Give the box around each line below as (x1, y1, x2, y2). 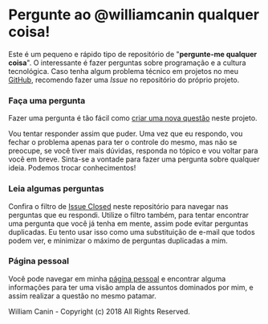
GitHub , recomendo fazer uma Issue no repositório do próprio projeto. (8, 75, 240, 84)
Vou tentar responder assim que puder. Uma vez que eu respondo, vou (8, 129, 243, 138)
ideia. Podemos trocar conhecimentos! (8, 163, 136, 173)
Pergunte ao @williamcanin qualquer (8, 6, 259, 24)
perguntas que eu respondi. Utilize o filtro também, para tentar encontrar (8, 210, 250, 219)
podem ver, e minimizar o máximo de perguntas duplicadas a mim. (8, 236, 229, 245)
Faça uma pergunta (8, 95, 86, 106)
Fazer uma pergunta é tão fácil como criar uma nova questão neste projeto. (8, 113, 258, 123)
